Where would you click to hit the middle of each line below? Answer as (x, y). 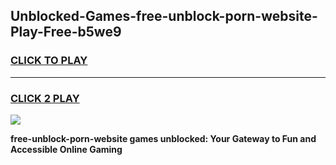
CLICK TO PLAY (49, 61)
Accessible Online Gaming (66, 149)
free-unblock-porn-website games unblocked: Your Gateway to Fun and (163, 138)
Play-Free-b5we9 (66, 32)
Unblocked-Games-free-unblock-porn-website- (164, 16)
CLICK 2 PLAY (45, 98)
